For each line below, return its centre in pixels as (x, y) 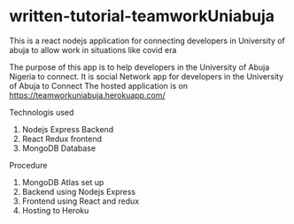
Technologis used (42, 112)
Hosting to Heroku (55, 210)
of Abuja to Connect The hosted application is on (99, 86)
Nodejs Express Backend (68, 129)
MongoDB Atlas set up (63, 182)
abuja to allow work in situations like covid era (93, 49)
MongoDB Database (58, 148)
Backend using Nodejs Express (78, 191)
